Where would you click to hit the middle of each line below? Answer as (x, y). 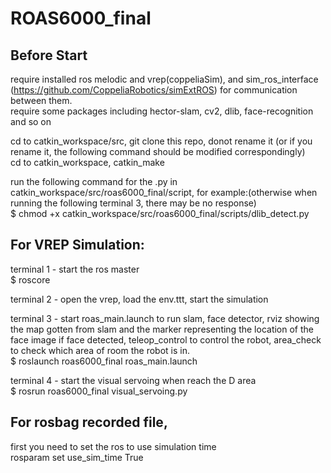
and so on (31, 121)
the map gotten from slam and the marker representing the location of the (162, 329)
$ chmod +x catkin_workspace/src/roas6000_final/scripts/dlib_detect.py (160, 213)
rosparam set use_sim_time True (77, 457)
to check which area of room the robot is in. (100, 350)
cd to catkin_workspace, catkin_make (87, 162)
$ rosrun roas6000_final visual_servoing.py (99, 391)
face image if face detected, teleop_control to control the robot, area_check (166, 339)
